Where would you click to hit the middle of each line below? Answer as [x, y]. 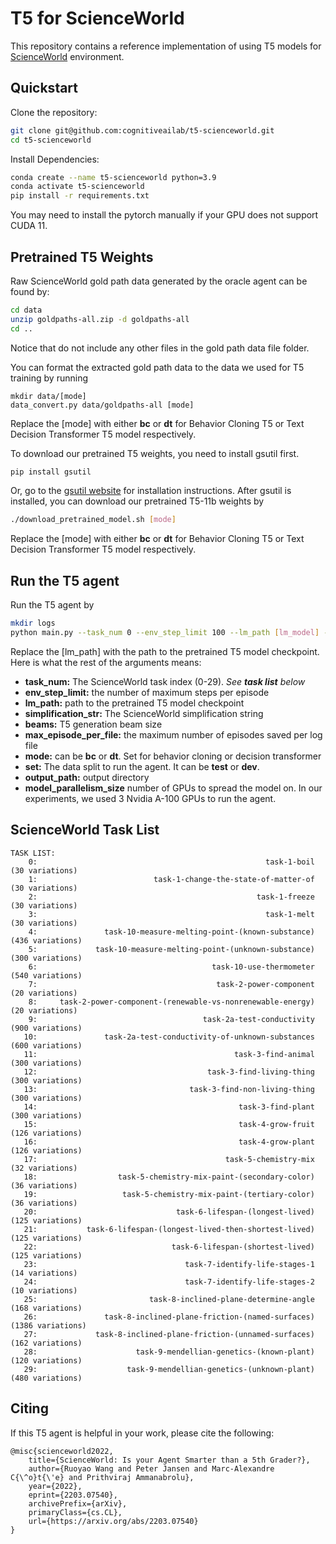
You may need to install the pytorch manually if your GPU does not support [164, 215]
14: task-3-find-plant [169, 1107]
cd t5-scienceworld [51, 140]
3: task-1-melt [171, 914]
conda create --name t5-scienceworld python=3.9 [113, 177]
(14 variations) [44, 1273]
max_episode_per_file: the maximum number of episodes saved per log [173, 734]
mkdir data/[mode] [48, 396]
